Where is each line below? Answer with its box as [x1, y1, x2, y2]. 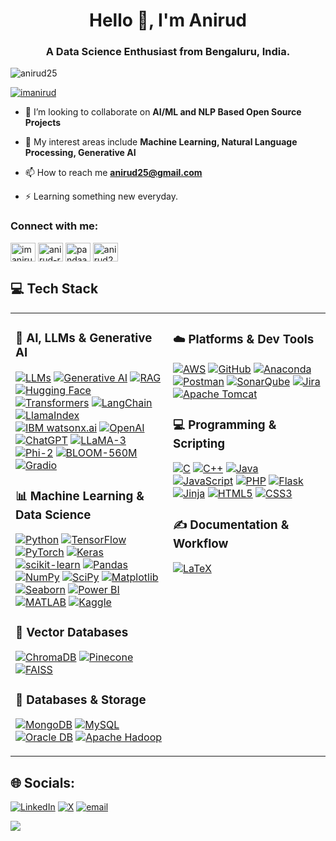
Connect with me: [10, 219, 99, 233]
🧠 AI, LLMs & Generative [15, 330, 153, 346]
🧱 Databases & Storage [15, 692, 147, 708]
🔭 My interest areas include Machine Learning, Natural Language [24, 136, 298, 148]
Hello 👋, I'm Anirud [88, 9, 247, 32]
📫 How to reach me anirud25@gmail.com [24, 167, 203, 179]
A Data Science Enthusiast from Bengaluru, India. [45, 45, 291, 59]
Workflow [173, 535, 229, 551]
